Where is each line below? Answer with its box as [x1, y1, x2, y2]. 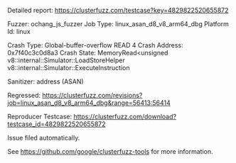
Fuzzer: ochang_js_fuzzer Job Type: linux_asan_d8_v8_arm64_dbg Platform [7, 20, 230, 28]
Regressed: [7, 91, 41, 99]
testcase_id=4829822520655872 [7, 120, 106, 128]
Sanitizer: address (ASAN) [7, 77, 84, 86]
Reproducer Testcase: [7, 113, 73, 120]
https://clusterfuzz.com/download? [73, 113, 176, 120]
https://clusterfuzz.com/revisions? [42, 91, 143, 99]
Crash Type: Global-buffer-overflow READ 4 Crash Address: [7, 41, 183, 49]
